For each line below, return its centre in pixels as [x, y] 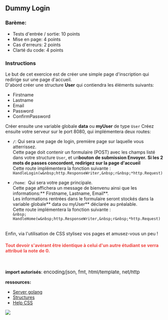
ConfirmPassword [31, 116]
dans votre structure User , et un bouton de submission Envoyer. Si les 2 [88, 157]
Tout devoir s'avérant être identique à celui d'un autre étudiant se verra [82, 245]
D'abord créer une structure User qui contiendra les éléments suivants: [80, 85]
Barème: [16, 23]
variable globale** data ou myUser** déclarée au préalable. [75, 204]
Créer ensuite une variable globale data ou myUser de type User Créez [79, 126]
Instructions [21, 63]
